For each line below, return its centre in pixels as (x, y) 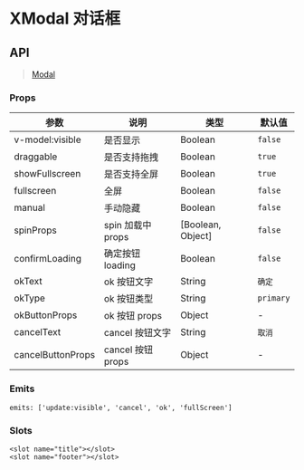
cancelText (38, 332)
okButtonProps (46, 315)
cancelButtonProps (55, 355)
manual (29, 207)
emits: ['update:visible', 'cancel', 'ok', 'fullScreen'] (121, 408)
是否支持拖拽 (131, 158)
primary (274, 298)
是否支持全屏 (131, 175)
